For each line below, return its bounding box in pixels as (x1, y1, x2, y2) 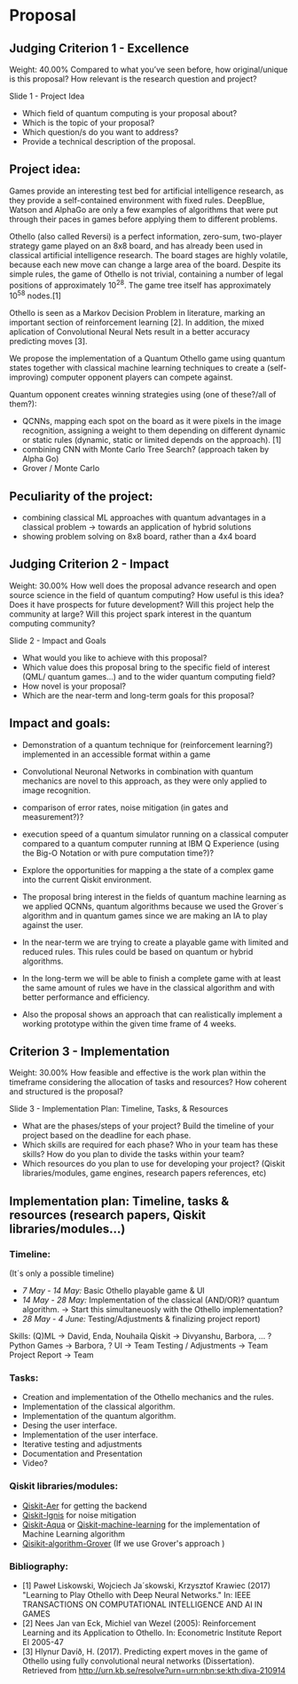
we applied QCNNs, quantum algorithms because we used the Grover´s (21, 901, 284, 911)
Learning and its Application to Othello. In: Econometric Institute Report (21, 1627, 282, 1638)
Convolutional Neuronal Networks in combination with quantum (21, 766, 255, 776)
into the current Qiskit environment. (21, 874, 153, 885)
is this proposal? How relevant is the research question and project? (9, 74, 257, 84)
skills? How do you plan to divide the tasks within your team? (21, 1149, 245, 1160)
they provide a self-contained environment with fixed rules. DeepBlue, (9, 194, 265, 205)
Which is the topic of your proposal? (21, 117, 155, 128)
